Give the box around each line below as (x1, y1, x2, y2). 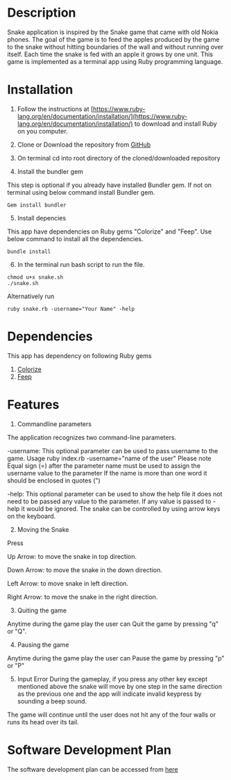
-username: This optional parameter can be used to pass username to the (7, 446, 219, 455)
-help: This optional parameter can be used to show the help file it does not (7, 489, 223, 498)
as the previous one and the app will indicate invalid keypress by (17, 690, 202, 698)
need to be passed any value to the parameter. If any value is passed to (7, 497, 212, 505)
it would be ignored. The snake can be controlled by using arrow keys (21, 504, 221, 512)
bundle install (7, 248, 51, 255)
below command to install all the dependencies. (7, 234, 144, 243)
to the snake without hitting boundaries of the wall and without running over (7, 42, 224, 51)
